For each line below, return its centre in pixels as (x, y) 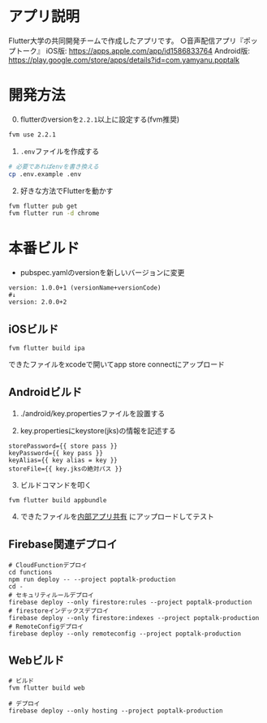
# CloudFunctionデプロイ (48, 565)
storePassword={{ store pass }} (63, 446)
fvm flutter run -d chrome (54, 213)
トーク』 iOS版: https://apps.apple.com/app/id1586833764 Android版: (132, 50)
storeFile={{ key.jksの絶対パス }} (66, 469)
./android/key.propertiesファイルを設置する (93, 413)
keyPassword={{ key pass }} (56, 453)
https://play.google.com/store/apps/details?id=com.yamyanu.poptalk (124, 60)
